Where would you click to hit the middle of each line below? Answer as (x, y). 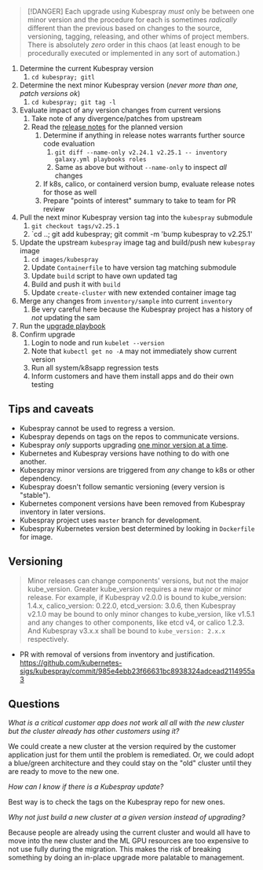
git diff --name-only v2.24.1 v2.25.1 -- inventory (141, 153)
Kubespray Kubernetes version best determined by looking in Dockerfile (137, 528)
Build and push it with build (76, 284)
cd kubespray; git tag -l (73, 102)
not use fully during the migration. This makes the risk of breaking (115, 850)
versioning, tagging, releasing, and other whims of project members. (138, 36)
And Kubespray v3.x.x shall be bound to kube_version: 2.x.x (126, 630)
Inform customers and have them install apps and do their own (132, 376)
